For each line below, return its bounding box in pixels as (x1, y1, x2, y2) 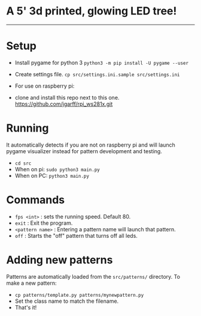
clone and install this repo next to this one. (14, 94, 120, 101)
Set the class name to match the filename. (14, 297, 119, 305)
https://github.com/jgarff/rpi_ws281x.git (14, 100, 113, 108)
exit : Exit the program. (14, 219, 73, 226)
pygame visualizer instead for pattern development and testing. (6, 147, 163, 154)
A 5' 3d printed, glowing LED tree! (6, 4, 177, 18)
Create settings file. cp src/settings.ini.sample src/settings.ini (14, 70, 180, 77)
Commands (6, 193, 65, 207)
